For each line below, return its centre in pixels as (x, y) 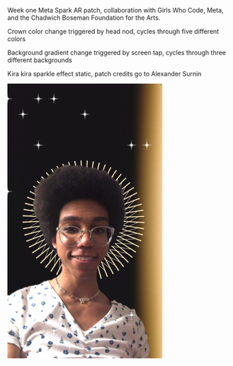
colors (17, 39)
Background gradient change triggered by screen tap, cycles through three (117, 53)
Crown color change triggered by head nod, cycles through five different (113, 31)
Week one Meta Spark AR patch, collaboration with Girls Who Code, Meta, (116, 10)
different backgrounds (40, 60)
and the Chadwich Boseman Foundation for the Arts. (84, 18)
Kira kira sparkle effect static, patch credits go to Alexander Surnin (104, 74)
